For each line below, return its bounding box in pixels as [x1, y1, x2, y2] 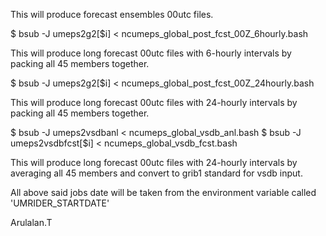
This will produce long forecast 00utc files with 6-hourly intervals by [10, 47, 292, 59]
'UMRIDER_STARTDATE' [10, 197, 110, 209]
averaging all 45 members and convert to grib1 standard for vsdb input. [10, 167, 303, 179]
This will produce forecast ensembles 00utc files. [10, 9, 214, 20]
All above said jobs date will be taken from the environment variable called [10, 187, 317, 198]
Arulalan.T [10, 217, 53, 228]
